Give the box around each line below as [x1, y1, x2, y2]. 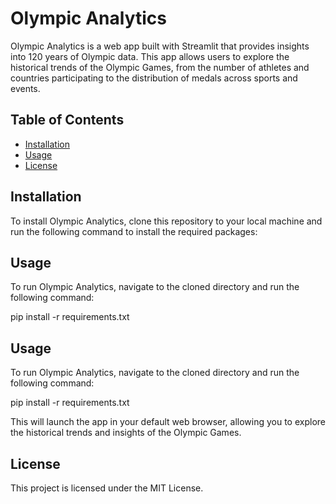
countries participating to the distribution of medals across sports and [10, 72, 298, 84]
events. [10, 82, 41, 94]
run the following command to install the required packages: [10, 225, 258, 237]
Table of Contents [10, 112, 125, 129]
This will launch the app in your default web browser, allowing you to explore [10, 416, 326, 428]
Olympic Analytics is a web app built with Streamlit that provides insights [10, 40, 310, 52]
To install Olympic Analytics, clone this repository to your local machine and [10, 215, 323, 227]
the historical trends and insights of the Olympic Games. [10, 427, 242, 439]
